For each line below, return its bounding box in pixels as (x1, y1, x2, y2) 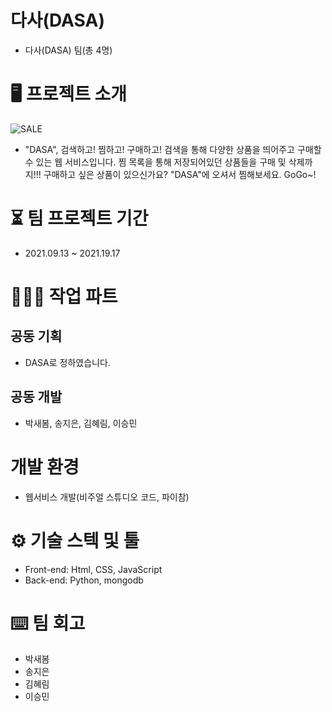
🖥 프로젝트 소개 (10, 83, 128, 106)
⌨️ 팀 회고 (10, 612, 86, 635)
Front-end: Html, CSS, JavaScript (24, 563, 163, 575)
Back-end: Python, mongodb (24, 574, 144, 586)
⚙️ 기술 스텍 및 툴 (10, 529, 140, 552)
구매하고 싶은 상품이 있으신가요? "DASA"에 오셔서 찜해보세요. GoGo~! (43, 168, 317, 180)
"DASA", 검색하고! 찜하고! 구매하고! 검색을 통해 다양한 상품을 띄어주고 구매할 (24, 143, 322, 155)
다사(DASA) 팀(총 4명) (24, 44, 113, 56)
